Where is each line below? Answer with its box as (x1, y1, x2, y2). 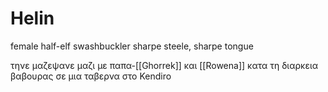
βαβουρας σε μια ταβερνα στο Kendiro (10, 70, 172, 82)
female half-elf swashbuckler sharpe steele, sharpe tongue (10, 40, 254, 52)
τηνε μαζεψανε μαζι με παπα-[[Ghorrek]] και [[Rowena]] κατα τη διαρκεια (10, 59, 319, 71)
